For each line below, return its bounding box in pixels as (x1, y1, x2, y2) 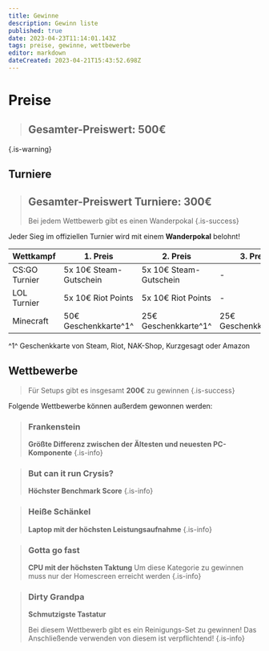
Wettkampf (12, 250, 56, 262)
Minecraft (12, 315, 49, 327)
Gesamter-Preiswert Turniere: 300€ (27, 194, 212, 209)
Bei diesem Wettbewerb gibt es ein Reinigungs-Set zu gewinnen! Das (27, 625, 257, 635)
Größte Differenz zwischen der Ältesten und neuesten (27, 439, 212, 450)
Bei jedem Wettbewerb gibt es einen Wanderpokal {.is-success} (27, 216, 240, 226)
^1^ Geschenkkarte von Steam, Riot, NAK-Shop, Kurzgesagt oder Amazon (8, 341, 251, 351)
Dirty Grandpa (27, 592, 85, 602)
